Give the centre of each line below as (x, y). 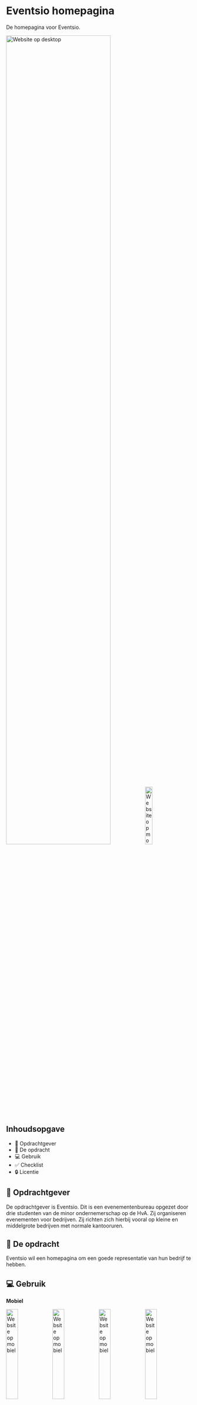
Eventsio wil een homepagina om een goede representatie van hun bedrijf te (98, 1258)
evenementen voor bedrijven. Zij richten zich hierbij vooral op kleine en (92, 1219)
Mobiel (15, 1301)
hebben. (16, 1265)
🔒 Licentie (27, 1171)
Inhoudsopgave (35, 1129)
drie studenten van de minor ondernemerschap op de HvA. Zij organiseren (96, 1213)
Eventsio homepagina (60, 11)
